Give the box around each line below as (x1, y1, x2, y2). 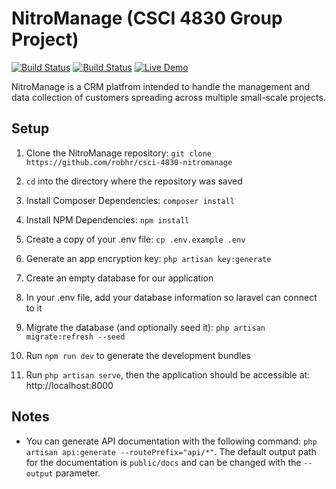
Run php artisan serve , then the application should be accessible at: (25, 368, 311, 381)
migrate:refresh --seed (25, 332, 126, 342)
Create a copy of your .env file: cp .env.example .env (25, 233, 246, 245)
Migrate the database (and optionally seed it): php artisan (25, 321, 266, 333)
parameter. (55, 467, 101, 479)
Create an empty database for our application (25, 272, 214, 284)
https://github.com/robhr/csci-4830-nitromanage (25, 157, 233, 167)
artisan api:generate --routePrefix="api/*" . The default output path (25, 445, 317, 457)
